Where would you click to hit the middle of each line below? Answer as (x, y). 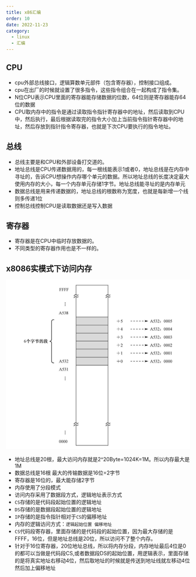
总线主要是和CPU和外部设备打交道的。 (61, 162)
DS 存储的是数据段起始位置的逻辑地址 (58, 510)
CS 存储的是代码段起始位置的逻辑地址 (58, 502)
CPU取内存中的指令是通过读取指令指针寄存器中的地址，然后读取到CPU (99, 112)
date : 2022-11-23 (27, 25)
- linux (21, 37)
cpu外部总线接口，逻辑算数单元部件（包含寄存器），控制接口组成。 (94, 83)
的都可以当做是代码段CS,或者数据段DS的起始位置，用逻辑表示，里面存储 (101, 554)
